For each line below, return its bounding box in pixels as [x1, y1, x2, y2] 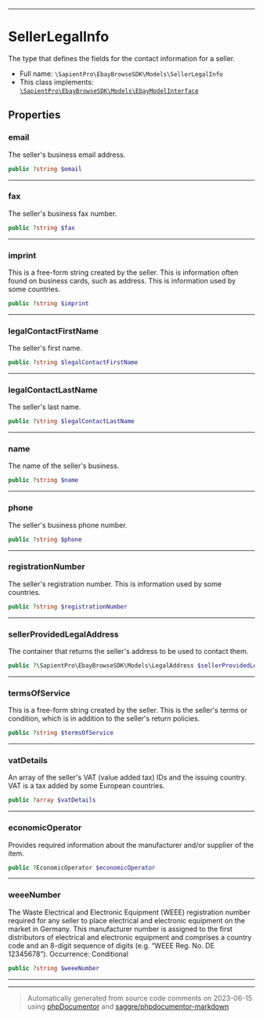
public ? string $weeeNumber [8, 964, 100, 972]
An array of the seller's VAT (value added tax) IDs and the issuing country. [8, 772, 247, 782]
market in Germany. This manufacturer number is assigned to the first [8, 924, 233, 933]
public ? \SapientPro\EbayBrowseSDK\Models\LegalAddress [8, 662, 194, 670]
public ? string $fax [8, 224, 76, 232]
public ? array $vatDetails [8, 796, 96, 805]
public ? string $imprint [8, 299, 89, 307]
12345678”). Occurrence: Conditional [8, 949, 129, 959]
